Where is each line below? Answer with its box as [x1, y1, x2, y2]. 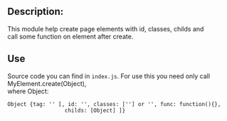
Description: [7, 6, 64, 18]
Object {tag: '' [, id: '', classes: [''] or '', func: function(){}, [7, 100, 221, 107]
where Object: [7, 87, 49, 95]
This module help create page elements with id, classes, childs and [7, 24, 204, 33]
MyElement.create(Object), [7, 79, 87, 88]
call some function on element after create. [7, 32, 134, 41]
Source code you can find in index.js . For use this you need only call [7, 71, 211, 80]
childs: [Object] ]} [64, 107, 126, 114]
